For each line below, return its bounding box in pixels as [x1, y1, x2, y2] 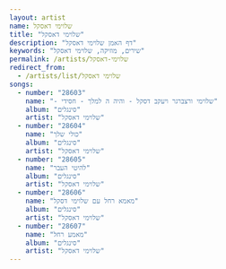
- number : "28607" [17, 221, 87, 230]
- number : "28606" [17, 188, 87, 197]
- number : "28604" [17, 122, 87, 131]
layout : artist [9, 13, 66, 22]
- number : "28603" [17, 88, 87, 97]
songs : [9, 80, 34, 89]
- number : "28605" [17, 154, 87, 164]
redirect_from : [9, 64, 66, 73]
